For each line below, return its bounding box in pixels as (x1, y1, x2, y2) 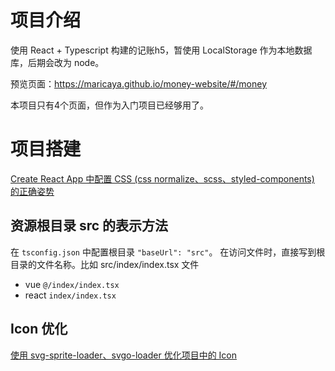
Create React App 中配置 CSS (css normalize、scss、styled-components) (10, 172, 315, 185)
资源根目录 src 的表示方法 (10, 217, 169, 235)
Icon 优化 (10, 321, 68, 338)
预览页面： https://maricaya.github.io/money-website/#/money (10, 77, 268, 90)
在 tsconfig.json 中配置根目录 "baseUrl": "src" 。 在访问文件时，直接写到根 (10, 246, 326, 258)
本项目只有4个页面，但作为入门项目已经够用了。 (10, 99, 210, 111)
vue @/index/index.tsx (24, 278, 120, 290)
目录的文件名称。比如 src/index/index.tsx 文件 (10, 258, 200, 270)
